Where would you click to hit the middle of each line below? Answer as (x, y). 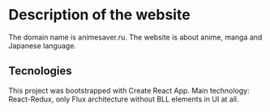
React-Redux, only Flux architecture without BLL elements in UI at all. (124, 99)
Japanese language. (43, 45)
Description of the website (99, 15)
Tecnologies (40, 71)
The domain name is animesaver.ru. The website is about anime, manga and (135, 37)
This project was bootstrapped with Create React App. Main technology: (129, 90)
